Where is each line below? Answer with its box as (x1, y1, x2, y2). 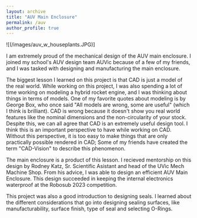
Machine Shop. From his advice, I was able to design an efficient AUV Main (6, 169, 188, 176)
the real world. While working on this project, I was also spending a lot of (6, 83, 182, 90)
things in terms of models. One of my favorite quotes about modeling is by (6, 95, 186, 102)
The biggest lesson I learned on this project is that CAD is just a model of (6, 76, 183, 83)
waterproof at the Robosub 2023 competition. (6, 182, 118, 189)
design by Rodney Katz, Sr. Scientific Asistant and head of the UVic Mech (6, 163, 185, 170)
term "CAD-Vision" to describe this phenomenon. (6, 145, 126, 152)
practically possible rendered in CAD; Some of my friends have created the (6, 139, 188, 146)
